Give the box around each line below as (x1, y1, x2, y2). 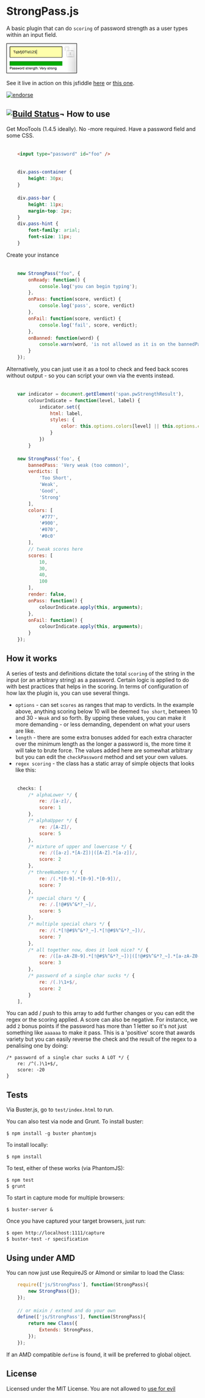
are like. (15, 727, 35, 735)
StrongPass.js (6, 4, 79, 18)
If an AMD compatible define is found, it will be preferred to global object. (6, 1351, 192, 1358)
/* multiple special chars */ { (28, 921, 111, 928)
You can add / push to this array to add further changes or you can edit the (6, 1010, 195, 1017)
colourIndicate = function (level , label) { (28, 397, 140, 404)
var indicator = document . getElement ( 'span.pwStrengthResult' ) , (17, 391, 184, 397)
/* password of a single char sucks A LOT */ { (6, 1055, 130, 1061)
